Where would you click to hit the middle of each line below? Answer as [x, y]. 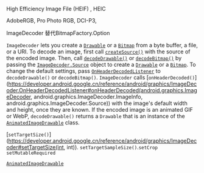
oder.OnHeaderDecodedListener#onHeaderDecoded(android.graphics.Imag [102, 90]
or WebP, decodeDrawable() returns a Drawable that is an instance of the [96, 116]
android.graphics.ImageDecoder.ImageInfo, [88, 97]
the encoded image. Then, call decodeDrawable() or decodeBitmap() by [94, 58]
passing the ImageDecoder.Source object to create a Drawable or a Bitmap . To [101, 64]
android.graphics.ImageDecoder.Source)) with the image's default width [97, 103]
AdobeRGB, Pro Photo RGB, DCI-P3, [52, 20]
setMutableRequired [31, 153]
